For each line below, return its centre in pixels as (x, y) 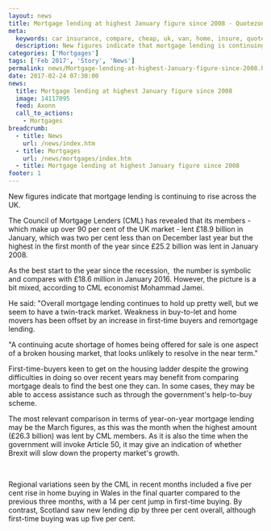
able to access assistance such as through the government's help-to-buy (130, 395)
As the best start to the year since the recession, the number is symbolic (130, 270)
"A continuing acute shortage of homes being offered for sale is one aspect (133, 345)
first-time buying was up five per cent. (72, 518)
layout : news (30, 16)
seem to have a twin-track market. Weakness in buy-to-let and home (123, 312)
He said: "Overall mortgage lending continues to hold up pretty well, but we (133, 303)
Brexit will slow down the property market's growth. (94, 453)
